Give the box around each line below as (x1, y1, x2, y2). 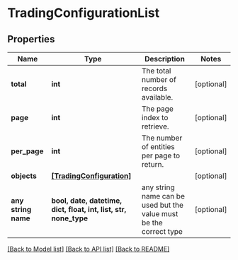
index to (141, 113, 169, 122)
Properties (7, 33, 55, 45)
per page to (141, 150, 181, 160)
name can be (141, 191, 186, 201)
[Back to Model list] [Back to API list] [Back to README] (7, 245, 170, 253)
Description (144, 54, 186, 64)
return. (141, 160, 164, 169)
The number (141, 133, 183, 143)
